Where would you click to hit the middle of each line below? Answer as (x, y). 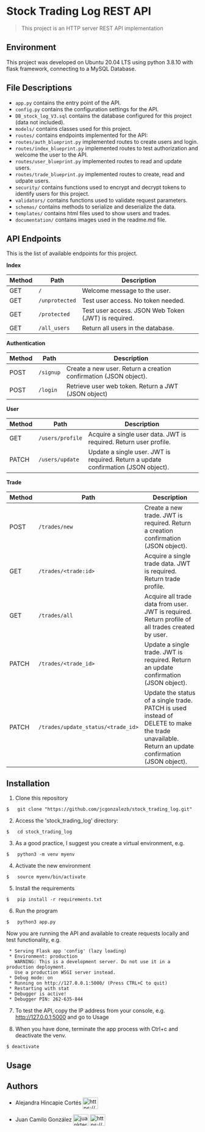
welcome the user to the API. (52, 155)
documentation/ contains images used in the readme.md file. (91, 220)
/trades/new (56, 527)
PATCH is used (166, 708)
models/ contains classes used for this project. (73, 128)
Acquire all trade (168, 596)
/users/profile (60, 438)
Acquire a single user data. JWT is (137, 434)
